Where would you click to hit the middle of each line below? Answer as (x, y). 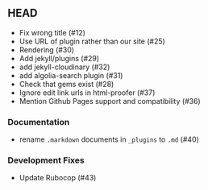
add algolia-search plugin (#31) (71, 75)
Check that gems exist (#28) (67, 84)
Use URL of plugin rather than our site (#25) (92, 41)
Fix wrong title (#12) (52, 32)
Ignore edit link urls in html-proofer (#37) (87, 93)
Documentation (39, 122)
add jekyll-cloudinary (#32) (64, 67)
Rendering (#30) (46, 50)
